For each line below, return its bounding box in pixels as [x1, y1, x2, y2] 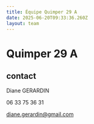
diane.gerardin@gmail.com [6, 111, 74, 118]
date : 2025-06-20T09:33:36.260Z [6, 15, 88, 21]
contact [6, 71, 36, 81]
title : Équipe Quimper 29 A [6, 9, 78, 15]
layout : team [6, 20, 39, 26]
